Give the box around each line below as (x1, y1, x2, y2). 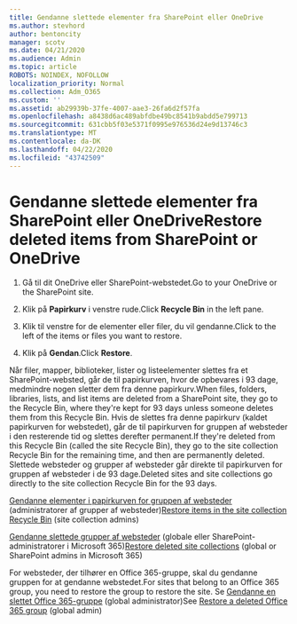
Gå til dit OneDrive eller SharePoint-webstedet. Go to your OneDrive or (21, 277, 277, 288)
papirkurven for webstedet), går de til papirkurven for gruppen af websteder (9, 422, 288, 432)
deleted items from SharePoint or (9, 229, 258, 249)
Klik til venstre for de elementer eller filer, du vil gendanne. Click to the (21, 321, 277, 332)
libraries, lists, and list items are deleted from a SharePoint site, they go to (9, 393, 278, 404)
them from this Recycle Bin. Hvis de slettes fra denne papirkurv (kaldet (9, 412, 268, 423)
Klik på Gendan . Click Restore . (21, 348, 133, 359)
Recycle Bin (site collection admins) (9, 514, 139, 525)
